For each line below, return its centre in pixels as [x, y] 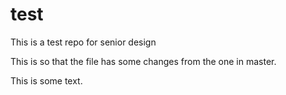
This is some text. [46, 80]
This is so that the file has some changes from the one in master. [143, 61]
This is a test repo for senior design [83, 42]
